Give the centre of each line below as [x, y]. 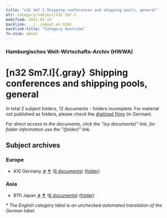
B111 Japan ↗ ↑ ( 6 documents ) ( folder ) [54, 195]
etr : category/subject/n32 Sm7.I [41, 15]
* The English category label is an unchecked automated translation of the [84, 205]
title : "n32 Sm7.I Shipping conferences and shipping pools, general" [82, 10]
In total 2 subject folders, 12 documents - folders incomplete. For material [82, 108]
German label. [21, 210]
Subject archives [33, 145]
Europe [15, 160]
